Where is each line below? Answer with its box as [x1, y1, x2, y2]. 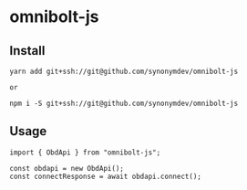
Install [9, 43, 46, 58]
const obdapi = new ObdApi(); [9, 164, 125, 173]
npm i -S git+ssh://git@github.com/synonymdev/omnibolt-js [9, 99, 239, 108]
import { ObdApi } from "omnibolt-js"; [9, 148, 161, 157]
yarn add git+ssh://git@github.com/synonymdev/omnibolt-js [9, 67, 239, 76]
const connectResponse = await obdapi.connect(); [9, 172, 202, 181]
